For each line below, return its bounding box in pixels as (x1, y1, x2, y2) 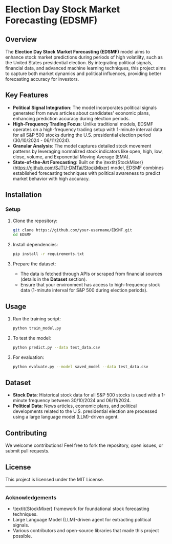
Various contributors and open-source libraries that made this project (12, 528, 159, 534)
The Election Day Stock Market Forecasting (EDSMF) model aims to (5, 49, 150, 55)
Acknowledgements (5, 494, 57, 501)
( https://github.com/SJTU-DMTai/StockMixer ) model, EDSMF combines (12, 165, 164, 171)
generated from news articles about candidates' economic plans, (12, 110, 150, 116)
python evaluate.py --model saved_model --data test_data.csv (12, 364, 148, 369)
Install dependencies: (12, 242, 58, 248)
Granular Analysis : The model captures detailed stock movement (12, 142, 152, 149)
